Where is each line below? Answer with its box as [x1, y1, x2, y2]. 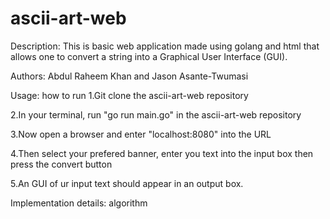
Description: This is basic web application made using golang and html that [10, 40, 320, 52]
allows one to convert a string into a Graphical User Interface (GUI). [10, 50, 288, 62]
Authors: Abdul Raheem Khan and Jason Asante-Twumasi [10, 70, 249, 82]
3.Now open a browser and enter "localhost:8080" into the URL [10, 128, 272, 140]
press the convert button [10, 158, 113, 170]
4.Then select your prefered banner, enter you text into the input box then [10, 147, 314, 159]
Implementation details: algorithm [10, 197, 148, 209]
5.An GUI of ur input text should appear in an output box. [10, 177, 244, 189]
